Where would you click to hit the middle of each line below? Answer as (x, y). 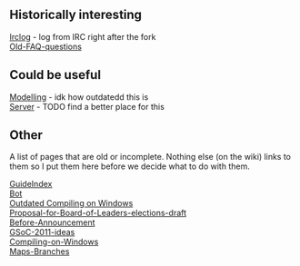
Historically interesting (76, 15)
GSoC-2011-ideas (42, 232)
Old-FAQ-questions (45, 46)
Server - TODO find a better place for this (87, 106)
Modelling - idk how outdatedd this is (79, 97)
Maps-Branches (40, 251)
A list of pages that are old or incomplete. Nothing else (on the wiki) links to (150, 157)
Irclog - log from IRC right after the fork (83, 36)
